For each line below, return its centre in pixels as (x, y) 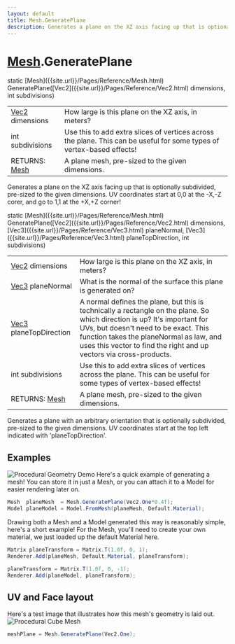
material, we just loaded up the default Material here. (83, 537)
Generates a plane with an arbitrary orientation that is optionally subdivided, (116, 421)
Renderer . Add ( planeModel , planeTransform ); (72, 575)
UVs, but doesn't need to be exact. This (144, 328)
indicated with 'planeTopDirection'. (57, 435)
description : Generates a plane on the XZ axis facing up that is (106, 27)
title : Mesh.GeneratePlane (47, 20)
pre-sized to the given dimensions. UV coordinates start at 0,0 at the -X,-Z (114, 195)
